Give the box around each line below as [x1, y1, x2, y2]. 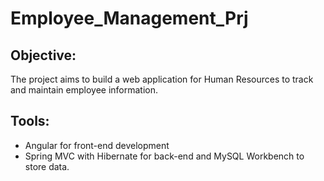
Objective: [10, 47, 77, 64]
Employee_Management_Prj [10, 7, 249, 30]
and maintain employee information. [10, 84, 159, 96]
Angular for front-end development [24, 139, 170, 151]
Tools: [10, 113, 50, 130]
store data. [24, 160, 70, 172]
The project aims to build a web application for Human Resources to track [10, 73, 314, 85]
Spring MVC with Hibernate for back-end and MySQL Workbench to [24, 150, 305, 162]
